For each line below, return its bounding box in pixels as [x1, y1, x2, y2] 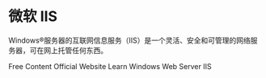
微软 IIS [8, 7, 58, 26]
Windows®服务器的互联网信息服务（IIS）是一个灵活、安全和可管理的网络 [8, 35, 251, 45]
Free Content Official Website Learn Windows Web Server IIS [8, 61, 212, 71]
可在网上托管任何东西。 [29, 45, 108, 55]
